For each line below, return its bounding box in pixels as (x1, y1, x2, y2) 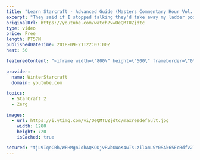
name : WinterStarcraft (11, 74, 68, 80)
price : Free (6, 31, 36, 37)
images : (6, 112, 26, 118)
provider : (6, 69, 31, 75)
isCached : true (17, 134, 55, 140)
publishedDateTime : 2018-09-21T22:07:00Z (6, 42, 111, 48)
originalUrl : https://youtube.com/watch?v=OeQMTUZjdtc (6, 20, 145, 25)
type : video (6, 25, 36, 31)
